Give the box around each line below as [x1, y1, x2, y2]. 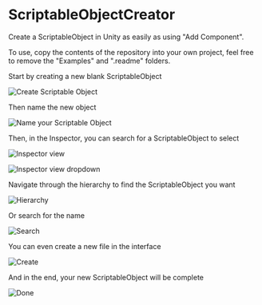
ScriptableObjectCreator [8, 6, 176, 24]
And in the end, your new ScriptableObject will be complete [8, 272, 204, 282]
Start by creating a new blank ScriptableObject [8, 71, 162, 81]
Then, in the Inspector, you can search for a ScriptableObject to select [8, 133, 240, 143]
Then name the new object [8, 102, 97, 112]
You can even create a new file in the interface [8, 241, 161, 251]
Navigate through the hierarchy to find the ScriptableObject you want [8, 180, 236, 189]
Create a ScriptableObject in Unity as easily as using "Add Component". [8, 32, 244, 42]
